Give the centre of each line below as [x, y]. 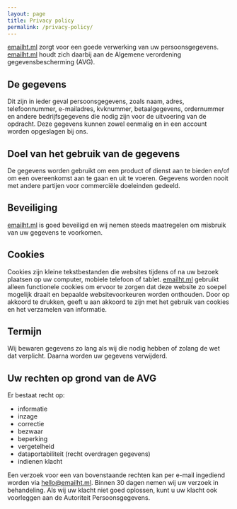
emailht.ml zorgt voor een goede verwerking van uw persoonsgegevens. [113, 47]
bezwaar [30, 431]
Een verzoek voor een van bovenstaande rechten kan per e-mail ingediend [116, 475]
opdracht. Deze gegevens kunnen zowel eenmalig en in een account [107, 124]
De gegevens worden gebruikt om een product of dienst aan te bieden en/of [118, 171]
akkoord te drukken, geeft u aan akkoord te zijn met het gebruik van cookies [118, 302]
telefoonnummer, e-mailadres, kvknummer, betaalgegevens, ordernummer [116, 109]
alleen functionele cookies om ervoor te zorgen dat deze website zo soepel [117, 286]
